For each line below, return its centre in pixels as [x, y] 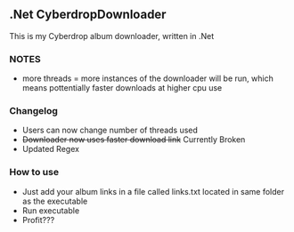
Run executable [51, 210]
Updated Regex [51, 149]
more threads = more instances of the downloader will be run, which [147, 78]
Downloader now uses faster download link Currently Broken [134, 140]
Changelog [33, 111]
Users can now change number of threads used [110, 130]
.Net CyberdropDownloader [88, 15]
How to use [34, 172]
